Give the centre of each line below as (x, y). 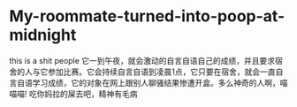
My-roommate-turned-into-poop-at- (147, 16)
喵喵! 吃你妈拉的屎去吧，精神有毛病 (73, 94)
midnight (43, 35)
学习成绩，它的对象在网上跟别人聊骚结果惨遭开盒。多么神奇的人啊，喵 (160, 82)
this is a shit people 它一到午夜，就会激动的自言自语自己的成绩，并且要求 (142, 60)
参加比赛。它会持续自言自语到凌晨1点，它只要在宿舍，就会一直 (161, 72)
